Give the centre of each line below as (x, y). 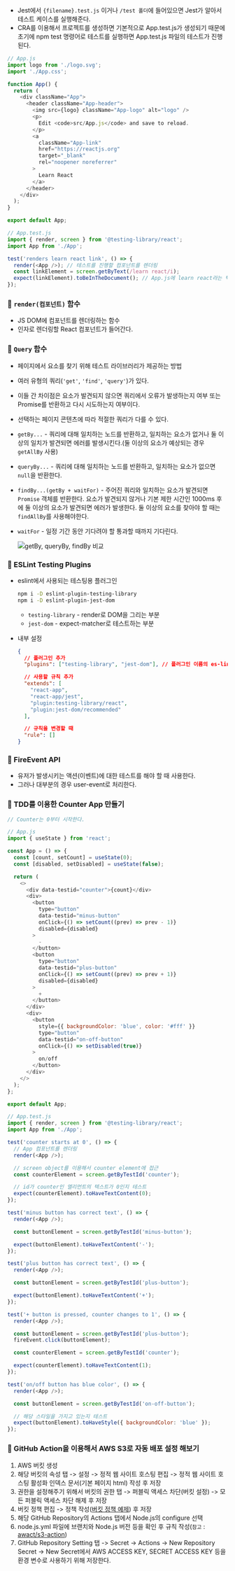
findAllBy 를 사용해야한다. (53, 516)
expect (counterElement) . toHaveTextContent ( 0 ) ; (83, 1194)
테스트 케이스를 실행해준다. (54, 19)
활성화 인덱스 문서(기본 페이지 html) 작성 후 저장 (96, 1483)
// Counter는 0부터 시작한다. (46, 819)
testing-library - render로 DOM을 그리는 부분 (94, 614)
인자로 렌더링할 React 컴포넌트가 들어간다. (75, 329)
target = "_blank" (62, 156)
